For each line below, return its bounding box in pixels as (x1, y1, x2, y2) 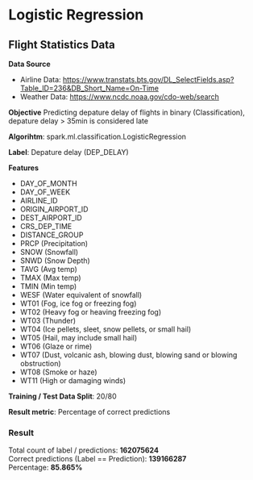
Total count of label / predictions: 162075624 (8, 445, 160, 455)
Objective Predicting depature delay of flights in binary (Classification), (8, 107, 246, 117)
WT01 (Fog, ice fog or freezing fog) (19, 298, 137, 308)
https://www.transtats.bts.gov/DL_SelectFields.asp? (63, 75, 234, 84)
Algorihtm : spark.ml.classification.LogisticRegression (8, 131, 187, 141)
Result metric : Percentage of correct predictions (8, 407, 171, 416)
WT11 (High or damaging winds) (19, 376, 126, 385)
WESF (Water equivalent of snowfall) (19, 290, 143, 299)
